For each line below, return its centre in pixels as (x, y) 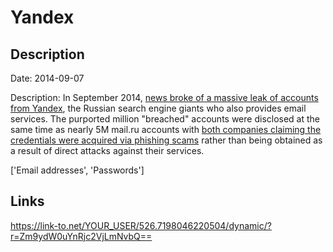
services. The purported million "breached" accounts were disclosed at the (165, 119)
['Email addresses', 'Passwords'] (77, 170)
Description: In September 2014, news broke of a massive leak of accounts (164, 97)
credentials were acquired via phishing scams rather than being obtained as (166, 140)
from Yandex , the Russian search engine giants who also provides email (158, 108)
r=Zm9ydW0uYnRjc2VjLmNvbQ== (81, 236)
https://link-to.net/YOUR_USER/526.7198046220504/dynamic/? (141, 225)
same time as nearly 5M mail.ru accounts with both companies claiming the (166, 129)
